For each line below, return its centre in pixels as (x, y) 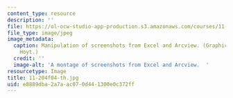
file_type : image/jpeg (40, 33)
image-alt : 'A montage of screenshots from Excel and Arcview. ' (111, 65)
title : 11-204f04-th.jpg (43, 78)
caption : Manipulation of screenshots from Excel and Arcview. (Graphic (121, 46)
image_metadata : (31, 39)
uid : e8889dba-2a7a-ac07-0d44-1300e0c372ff (71, 84)
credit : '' (29, 59)
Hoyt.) (29, 52)
